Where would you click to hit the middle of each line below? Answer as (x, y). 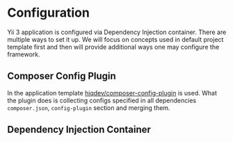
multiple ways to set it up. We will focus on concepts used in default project (115, 39)
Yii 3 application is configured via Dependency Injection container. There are (117, 32)
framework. (24, 54)
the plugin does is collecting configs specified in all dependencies (102, 100)
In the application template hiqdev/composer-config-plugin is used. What (112, 93)
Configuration (49, 13)
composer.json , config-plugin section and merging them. (89, 108)
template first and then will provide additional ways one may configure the (113, 47)
